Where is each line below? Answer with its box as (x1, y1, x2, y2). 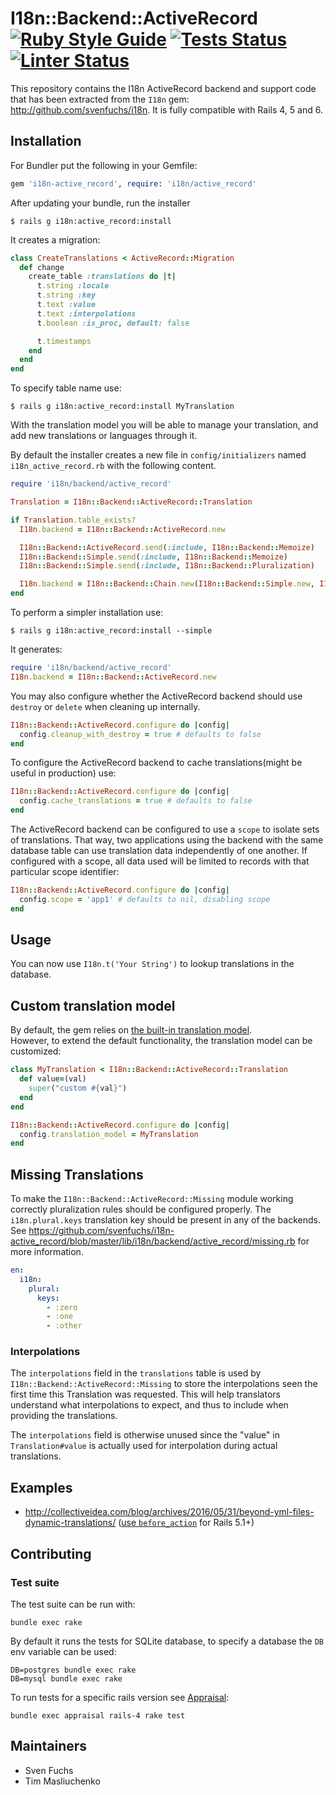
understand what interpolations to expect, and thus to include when (10, 1399, 289, 1411)
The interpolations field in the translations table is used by (10, 1367, 262, 1379)
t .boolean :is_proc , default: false (36, 318, 190, 328)
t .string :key (36, 290, 97, 301)
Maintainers (10, 1738, 88, 1755)
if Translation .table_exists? (10, 515, 137, 525)
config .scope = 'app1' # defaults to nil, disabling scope (19, 894, 271, 904)
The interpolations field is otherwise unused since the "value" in (10, 1429, 281, 1441)
